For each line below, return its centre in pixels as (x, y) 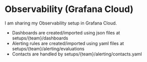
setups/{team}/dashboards (40, 38)
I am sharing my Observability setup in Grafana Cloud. (61, 23)
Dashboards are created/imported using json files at (66, 32)
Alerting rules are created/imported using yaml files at (68, 43)
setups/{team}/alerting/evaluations (48, 48)
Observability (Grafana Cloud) (69, 9)
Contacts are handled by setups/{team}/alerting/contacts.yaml (77, 54)
